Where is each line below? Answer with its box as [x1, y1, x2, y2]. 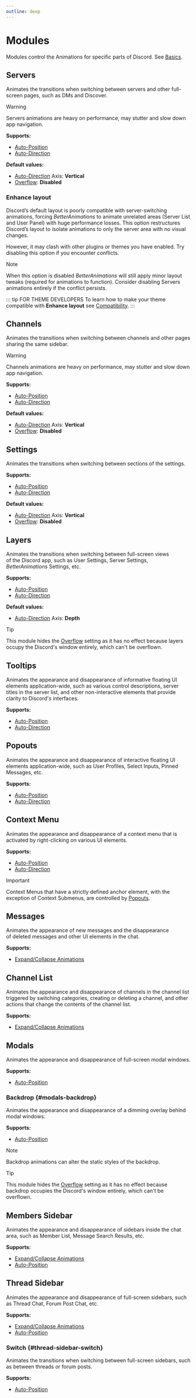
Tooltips [6, 661, 37, 671]
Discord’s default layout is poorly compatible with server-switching [6, 206, 167, 214]
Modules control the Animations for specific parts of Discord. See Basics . [6, 53, 183, 60]
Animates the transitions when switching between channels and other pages [6, 335, 191, 342]
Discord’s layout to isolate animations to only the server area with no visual [6, 225, 186, 232]
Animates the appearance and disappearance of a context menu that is [6, 830, 177, 837]
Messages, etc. [6, 768, 43, 775]
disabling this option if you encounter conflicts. [6, 249, 119, 256]
